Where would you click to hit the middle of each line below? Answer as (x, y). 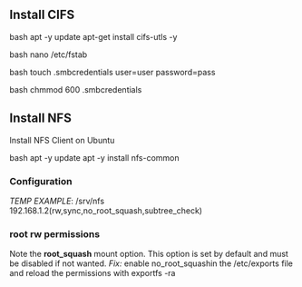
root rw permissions (55, 233)
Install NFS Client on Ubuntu (62, 140)
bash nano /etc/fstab (49, 54)
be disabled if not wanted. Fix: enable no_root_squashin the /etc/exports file (151, 263)
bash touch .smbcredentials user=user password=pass (112, 72)
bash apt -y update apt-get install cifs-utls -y (93, 36)
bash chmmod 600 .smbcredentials (76, 89)
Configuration (41, 181)
